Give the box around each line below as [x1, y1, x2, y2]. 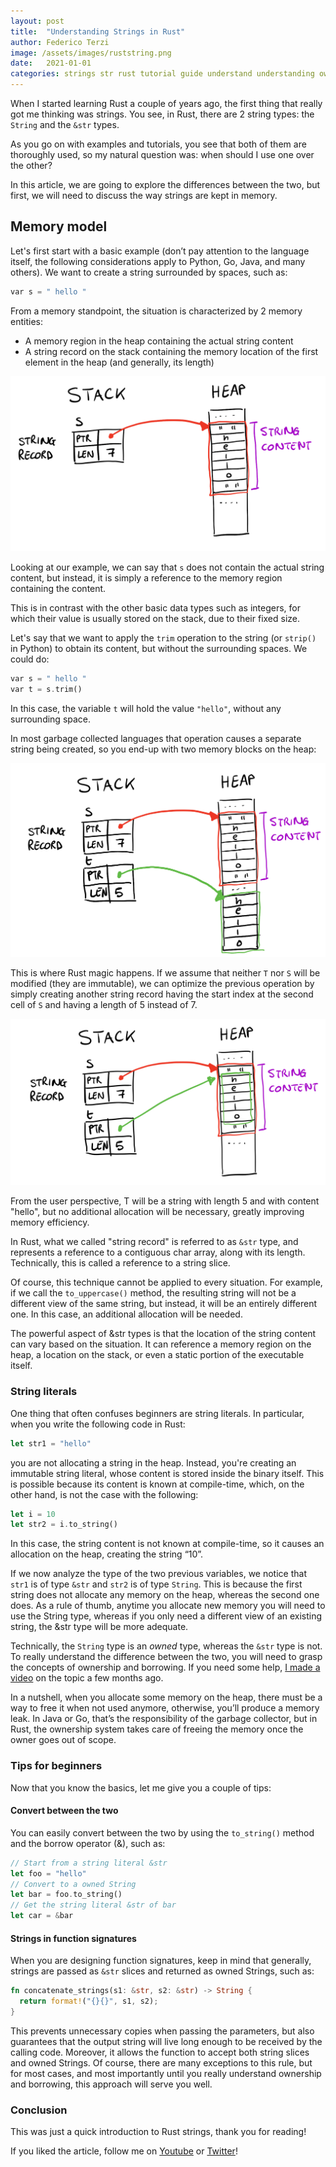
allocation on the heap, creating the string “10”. [10, 1548, 204, 1560]
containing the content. [10, 583, 107, 595]
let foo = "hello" [10, 1868, 87, 1879]
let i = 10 [10, 1509, 56, 1519]
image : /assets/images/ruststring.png [10, 48, 172, 58]
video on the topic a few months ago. [10, 1672, 164, 1684]
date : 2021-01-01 [10, 58, 92, 69]
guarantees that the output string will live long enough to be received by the [10, 2035, 323, 2047]
